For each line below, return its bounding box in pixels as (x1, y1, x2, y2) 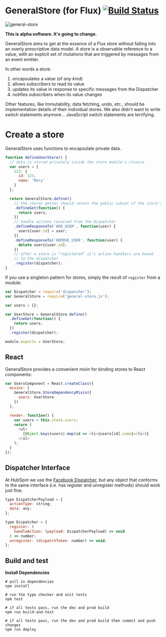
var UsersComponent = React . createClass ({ (5, 381, 94, 386)
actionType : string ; (9, 502, 52, 507)
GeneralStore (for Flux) (5, 5, 101, 16)
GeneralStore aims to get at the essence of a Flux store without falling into (5, 40, 156, 47)
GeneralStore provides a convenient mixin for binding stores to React (5, 366, 146, 372)
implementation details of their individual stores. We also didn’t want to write (5, 106, 161, 112)
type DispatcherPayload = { (5, 497, 63, 502)
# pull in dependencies (5, 579, 54, 584)
